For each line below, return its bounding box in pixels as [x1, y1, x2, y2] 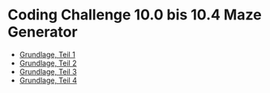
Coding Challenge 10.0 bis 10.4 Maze [7, 6, 262, 24]
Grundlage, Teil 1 [19, 49, 76, 59]
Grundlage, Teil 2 [19, 58, 77, 68]
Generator [7, 23, 78, 41]
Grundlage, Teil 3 [19, 66, 78, 76]
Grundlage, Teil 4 [19, 75, 78, 85]
